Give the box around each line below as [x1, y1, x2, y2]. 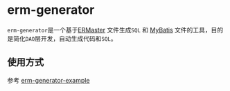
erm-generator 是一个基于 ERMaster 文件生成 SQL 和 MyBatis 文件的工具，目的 [7, 26, 224, 34]
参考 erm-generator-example [7, 76, 90, 84]
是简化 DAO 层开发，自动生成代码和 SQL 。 [7, 34, 117, 43]
